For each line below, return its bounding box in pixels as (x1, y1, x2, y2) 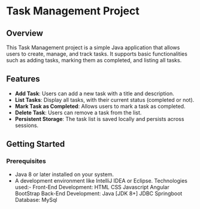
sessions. (14, 122, 39, 129)
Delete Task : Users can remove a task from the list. (14, 109, 142, 116)
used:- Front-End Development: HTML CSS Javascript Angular (14, 183, 169, 190)
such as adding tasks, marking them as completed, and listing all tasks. (6, 57, 182, 63)
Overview (6, 28, 44, 38)
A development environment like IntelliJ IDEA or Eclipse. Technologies (14, 177, 187, 184)
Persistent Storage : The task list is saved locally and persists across (14, 115, 184, 122)
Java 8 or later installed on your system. (14, 171, 114, 178)
